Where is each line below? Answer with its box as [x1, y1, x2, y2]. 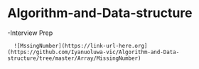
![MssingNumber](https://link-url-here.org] [14, 42, 148, 49]
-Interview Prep [7, 28, 53, 37]
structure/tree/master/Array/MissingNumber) [7, 55, 141, 62]
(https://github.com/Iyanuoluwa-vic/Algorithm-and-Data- [7, 48, 180, 55]
